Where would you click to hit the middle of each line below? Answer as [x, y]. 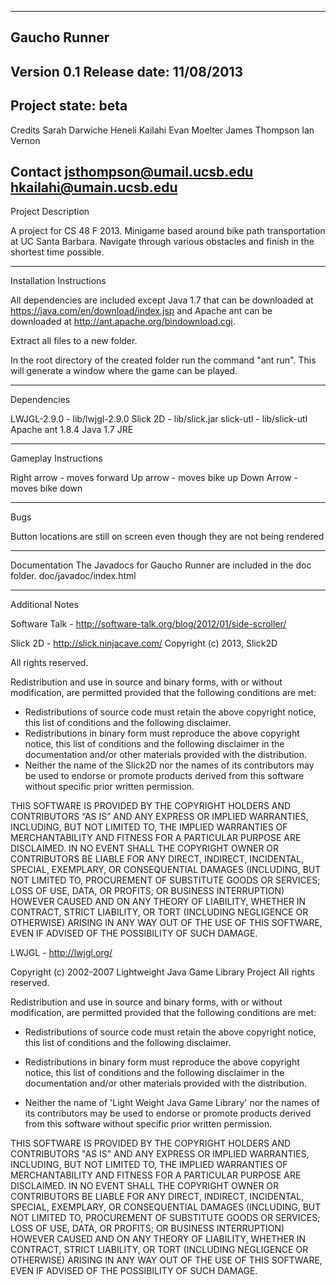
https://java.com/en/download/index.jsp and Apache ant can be [141, 311]
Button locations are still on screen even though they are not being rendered [167, 537]
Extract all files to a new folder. [74, 341]
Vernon [25, 140]
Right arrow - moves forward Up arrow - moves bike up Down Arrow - [154, 478]
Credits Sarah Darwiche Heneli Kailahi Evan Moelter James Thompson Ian [162, 130]
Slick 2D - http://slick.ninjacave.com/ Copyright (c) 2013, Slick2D [144, 643]
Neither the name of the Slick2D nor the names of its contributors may [169, 765]
